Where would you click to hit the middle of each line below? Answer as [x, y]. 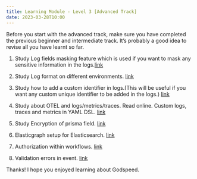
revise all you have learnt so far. [45, 47]
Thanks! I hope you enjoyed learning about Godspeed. [73, 169]
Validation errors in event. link [51, 158]
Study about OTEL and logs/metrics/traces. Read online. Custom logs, [101, 105]
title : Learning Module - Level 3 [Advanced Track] [71, 12]
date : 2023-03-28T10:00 [36, 17]
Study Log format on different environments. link [74, 76]
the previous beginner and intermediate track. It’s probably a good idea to [96, 40]
